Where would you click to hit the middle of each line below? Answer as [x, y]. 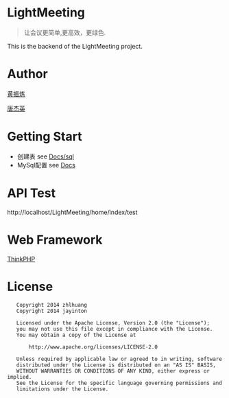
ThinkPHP [21, 259]
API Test [32, 193]
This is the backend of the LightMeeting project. [75, 46]
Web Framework [55, 240]
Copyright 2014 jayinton [52, 311]
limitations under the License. [62, 389]
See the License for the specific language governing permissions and [119, 383]
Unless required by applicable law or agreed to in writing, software [119, 359]
